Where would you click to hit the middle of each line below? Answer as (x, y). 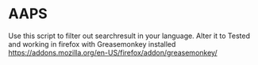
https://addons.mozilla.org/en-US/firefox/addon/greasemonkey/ (113, 52)
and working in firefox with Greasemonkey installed (92, 44)
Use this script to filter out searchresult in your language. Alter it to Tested (129, 36)
